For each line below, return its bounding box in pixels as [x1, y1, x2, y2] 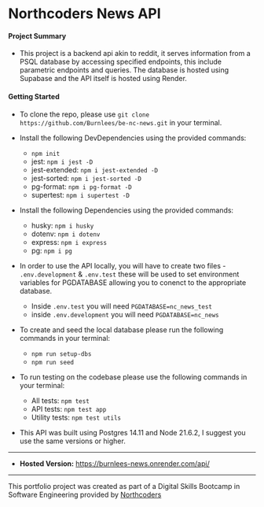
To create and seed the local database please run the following [19, 324, 224, 335]
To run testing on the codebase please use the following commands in [19, 372, 247, 382]
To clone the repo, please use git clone [19, 109, 150, 119]
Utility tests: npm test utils [31, 413, 122, 422]
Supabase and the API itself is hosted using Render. [19, 74, 187, 83]
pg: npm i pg [31, 246, 73, 255]
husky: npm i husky [31, 220, 94, 230]
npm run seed [31, 358, 75, 366]
